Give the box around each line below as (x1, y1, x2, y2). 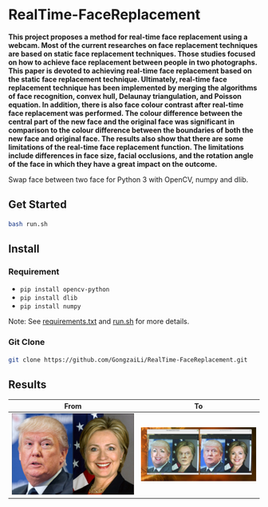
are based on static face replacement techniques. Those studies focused (8, 49, 256, 58)
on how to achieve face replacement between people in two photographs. (8, 57, 258, 67)
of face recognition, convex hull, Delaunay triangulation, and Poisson (8, 91, 242, 101)
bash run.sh (8, 220, 48, 228)
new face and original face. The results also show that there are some (8, 133, 244, 143)
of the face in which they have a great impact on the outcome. (8, 159, 218, 168)
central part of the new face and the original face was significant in (8, 117, 235, 126)
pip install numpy (19, 303, 81, 311)
